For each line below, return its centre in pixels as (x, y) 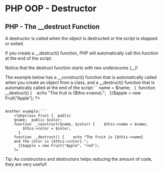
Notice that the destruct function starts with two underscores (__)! (71, 68)
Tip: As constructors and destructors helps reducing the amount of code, (79, 159)
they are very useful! (26, 164)
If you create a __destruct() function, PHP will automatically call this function (82, 53)
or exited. (15, 44)
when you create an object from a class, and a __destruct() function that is (80, 82)
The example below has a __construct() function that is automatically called (81, 77)
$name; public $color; (38, 120)
